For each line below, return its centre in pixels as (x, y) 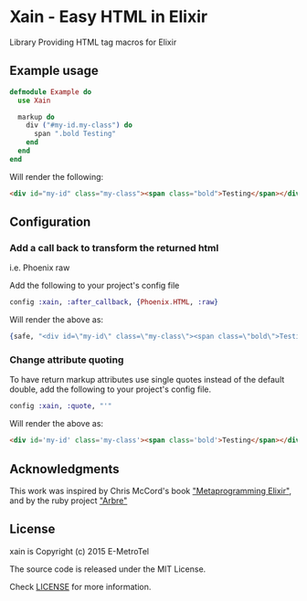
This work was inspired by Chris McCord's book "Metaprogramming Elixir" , (151, 490)
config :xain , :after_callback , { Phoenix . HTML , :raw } (114, 302)
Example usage (54, 71)
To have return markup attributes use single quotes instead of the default (147, 380)
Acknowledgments (65, 469)
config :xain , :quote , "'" (61, 406)
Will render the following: (57, 176)
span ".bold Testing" (75, 134)
